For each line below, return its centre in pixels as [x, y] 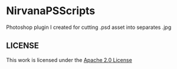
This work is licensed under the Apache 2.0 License [69, 60]
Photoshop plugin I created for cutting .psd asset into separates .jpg [89, 27]
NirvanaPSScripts [51, 11]
